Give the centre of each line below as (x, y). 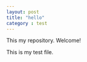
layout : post (23, 12)
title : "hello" (26, 18)
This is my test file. (30, 52)
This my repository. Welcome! (43, 41)
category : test (27, 23)
